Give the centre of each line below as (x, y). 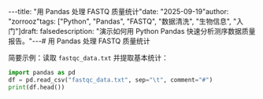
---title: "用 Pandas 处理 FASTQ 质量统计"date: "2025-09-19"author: (119, 11)
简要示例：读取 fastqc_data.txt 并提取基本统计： (89, 58)
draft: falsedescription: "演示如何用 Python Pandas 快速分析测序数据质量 (138, 31)
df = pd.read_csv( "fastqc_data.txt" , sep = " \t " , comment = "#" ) (111, 80)
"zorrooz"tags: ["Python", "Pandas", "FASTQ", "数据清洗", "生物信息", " (122, 21)
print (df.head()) (37, 87)
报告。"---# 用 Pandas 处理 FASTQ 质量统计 (80, 41)
